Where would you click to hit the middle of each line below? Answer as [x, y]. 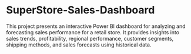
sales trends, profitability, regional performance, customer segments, [90, 38]
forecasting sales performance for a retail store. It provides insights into [93, 32]
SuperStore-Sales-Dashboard [81, 10]
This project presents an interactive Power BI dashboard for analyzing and [96, 26]
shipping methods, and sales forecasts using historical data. [79, 45]
